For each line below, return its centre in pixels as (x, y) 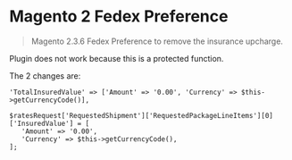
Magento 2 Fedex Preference (119, 17)
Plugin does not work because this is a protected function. (117, 58)
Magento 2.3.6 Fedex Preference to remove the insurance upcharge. (157, 41)
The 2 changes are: (45, 76)
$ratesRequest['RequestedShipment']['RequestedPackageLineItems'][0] (142, 115)
